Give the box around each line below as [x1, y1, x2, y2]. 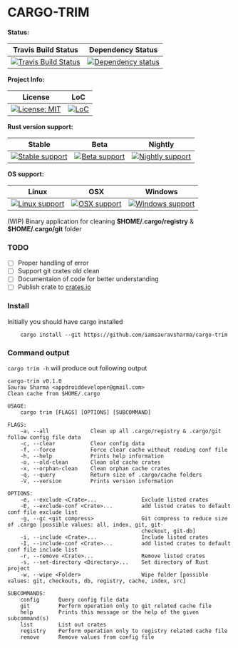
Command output [7, 348, 70, 358]
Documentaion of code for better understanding [17, 275, 159, 283]
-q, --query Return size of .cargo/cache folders [20, 472, 202, 479]
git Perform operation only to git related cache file [20, 602, 212, 610]
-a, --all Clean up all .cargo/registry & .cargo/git [20, 427, 222, 435]
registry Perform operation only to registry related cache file [20, 627, 228, 635]
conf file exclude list [7, 509, 78, 516]
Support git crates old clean [17, 267, 100, 275]
